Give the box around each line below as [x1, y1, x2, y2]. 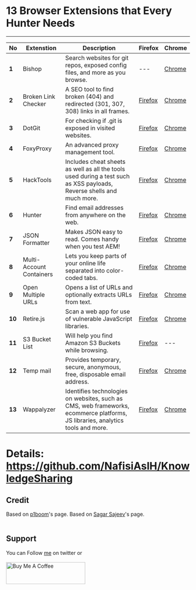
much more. [65, 194, 98, 202]
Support [6, 534, 37, 544]
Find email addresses [65, 203, 124, 212]
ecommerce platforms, [65, 409, 127, 417]
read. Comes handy [65, 235, 120, 243]
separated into [65, 266, 105, 274]
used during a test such [65, 172, 130, 180]
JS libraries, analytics [65, 416, 124, 425]
